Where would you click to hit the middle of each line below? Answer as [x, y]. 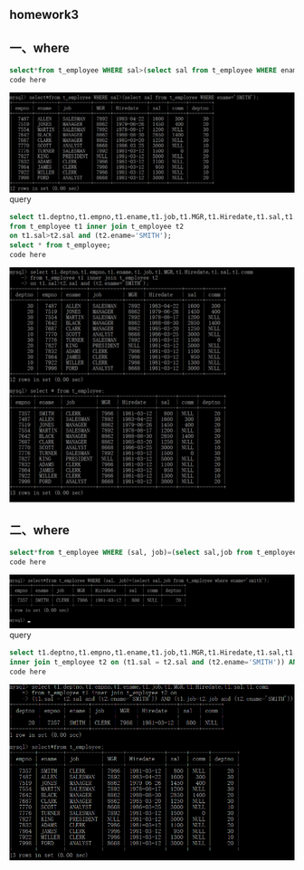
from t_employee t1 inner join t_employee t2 [96, 226]
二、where [39, 530]
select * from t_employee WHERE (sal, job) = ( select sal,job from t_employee [153, 553]
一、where [39, 48]
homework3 [44, 15]
